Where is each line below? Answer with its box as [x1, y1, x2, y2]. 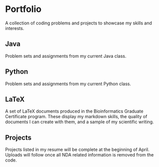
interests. [5, 25, 24, 31]
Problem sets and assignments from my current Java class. [5, 53, 127, 59]
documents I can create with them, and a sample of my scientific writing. [5, 119, 154, 125]
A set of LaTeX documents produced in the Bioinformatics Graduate [5, 108, 144, 114]
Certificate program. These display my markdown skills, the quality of [5, 114, 148, 120]
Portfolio [5, 3, 42, 15]
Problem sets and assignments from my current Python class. [5, 81, 131, 87]
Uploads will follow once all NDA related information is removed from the [5, 152, 154, 158]
